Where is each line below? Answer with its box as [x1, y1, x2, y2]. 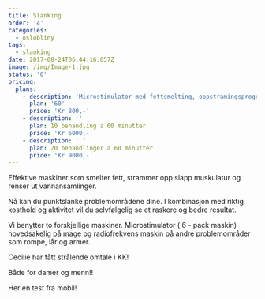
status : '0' [8, 70, 47, 78]
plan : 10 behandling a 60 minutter [28, 122, 147, 130]
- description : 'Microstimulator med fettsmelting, [22, 93, 196, 100]
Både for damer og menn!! [8, 268, 94, 278]
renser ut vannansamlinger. [8, 181, 97, 191]
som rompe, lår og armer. [8, 237, 91, 247]
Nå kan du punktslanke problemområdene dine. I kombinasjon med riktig [8, 197, 244, 206]
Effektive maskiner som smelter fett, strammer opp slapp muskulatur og [8, 173, 241, 183]
